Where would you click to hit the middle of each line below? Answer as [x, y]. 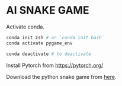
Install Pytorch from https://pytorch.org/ [55, 65]
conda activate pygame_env [39, 43]
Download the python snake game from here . [61, 77]
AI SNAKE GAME [48, 10]
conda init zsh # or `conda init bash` [55, 37]
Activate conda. [25, 27]
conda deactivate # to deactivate [49, 54]
